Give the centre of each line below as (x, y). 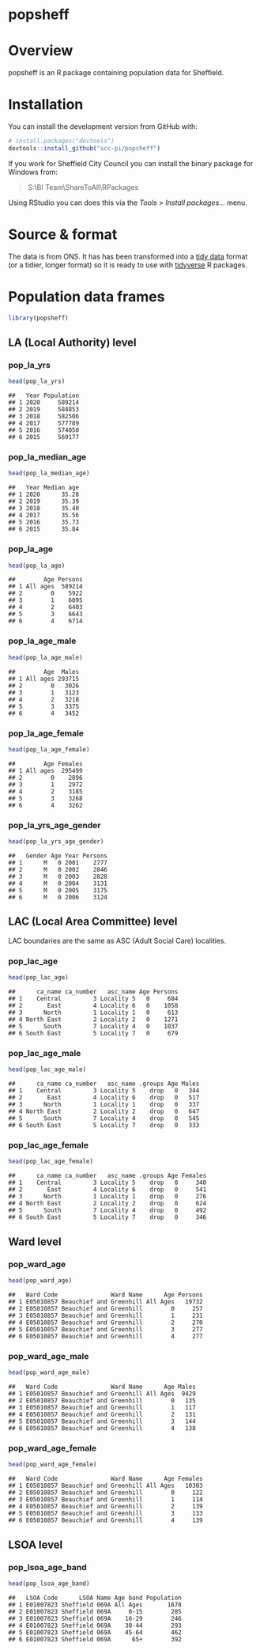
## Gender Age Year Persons (58, 856)
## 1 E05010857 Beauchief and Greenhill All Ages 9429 (102, 1394)
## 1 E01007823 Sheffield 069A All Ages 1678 (95, 1605)
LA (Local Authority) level (72, 342)
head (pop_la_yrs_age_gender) (56, 842)
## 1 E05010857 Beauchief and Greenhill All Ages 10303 (106, 1486)
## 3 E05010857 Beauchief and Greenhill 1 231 (106, 1315)
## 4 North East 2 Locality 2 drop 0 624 (107, 1204)
